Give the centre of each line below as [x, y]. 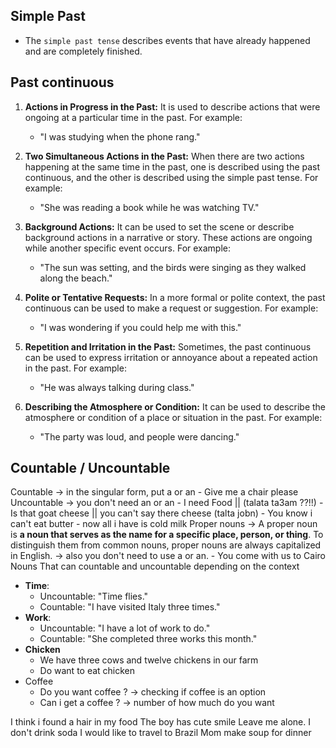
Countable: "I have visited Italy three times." [130, 607]
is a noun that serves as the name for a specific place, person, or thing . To [167, 535]
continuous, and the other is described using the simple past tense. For [171, 177]
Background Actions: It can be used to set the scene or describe [159, 226]
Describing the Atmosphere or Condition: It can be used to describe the [175, 406]
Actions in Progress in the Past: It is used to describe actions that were [172, 106]
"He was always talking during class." [117, 387]
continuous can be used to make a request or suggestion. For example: [171, 308]
